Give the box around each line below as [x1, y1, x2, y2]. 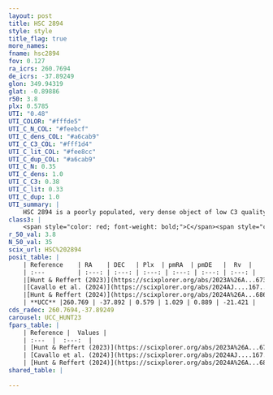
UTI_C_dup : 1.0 [8, 192, 60, 201]
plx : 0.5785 [8, 102, 49, 110]
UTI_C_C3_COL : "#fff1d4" [8, 140, 93, 148]
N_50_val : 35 [8, 238, 53, 247]
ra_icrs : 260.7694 [8, 65, 71, 73]
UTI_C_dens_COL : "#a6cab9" [8, 132, 100, 140]
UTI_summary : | [8, 200, 60, 208]
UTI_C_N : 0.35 [8, 163, 57, 171]
